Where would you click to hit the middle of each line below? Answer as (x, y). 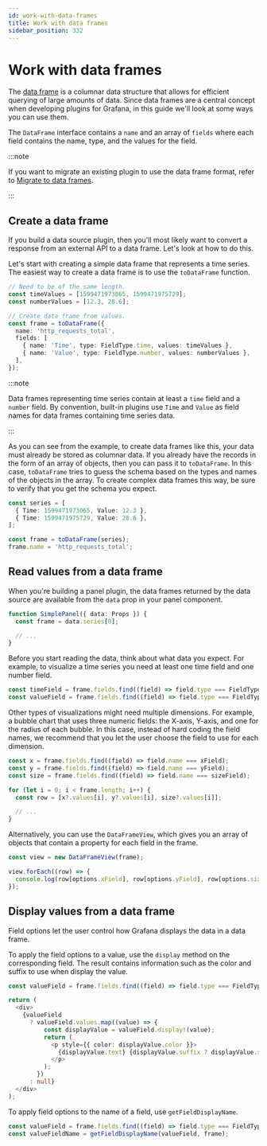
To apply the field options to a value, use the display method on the (119, 954)
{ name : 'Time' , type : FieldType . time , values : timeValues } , (128, 346)
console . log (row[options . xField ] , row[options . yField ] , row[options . (133, 879)
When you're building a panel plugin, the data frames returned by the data (130, 591)
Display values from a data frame (92, 912)
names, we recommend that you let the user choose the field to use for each (133, 738)
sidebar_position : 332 (46, 30)
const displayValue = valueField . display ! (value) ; (129, 1030)
